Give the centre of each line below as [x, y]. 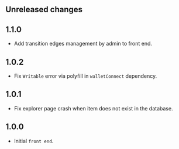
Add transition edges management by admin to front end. [83, 44]
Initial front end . [34, 141]
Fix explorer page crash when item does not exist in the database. [93, 108]
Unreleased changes [44, 10]
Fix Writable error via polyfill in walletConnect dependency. [85, 76]
